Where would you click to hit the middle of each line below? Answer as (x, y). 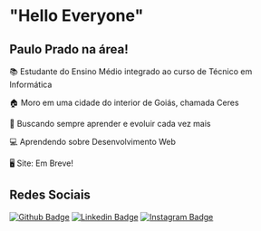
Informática (31, 84)
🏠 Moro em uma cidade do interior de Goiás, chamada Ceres (124, 102)
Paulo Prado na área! (69, 49)
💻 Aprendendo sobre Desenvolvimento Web (93, 142)
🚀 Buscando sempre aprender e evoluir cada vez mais (110, 124)
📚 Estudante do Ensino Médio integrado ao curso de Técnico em (131, 72)
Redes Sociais (50, 195)
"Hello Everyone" (77, 16)
